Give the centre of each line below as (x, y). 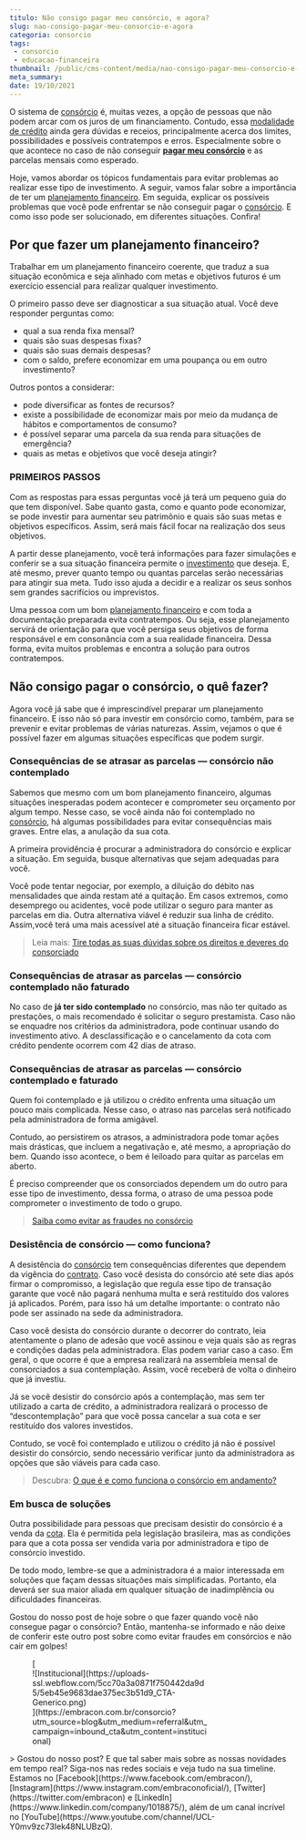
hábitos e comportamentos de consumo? (100, 424)
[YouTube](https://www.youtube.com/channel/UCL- (118, 1817)
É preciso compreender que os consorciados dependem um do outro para (149, 1184)
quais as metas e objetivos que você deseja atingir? (119, 454)
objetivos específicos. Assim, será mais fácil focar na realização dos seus (148, 526)
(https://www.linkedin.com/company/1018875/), (98, 1807)
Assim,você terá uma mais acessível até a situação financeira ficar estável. (150, 925)
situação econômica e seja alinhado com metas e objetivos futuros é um (145, 276)
